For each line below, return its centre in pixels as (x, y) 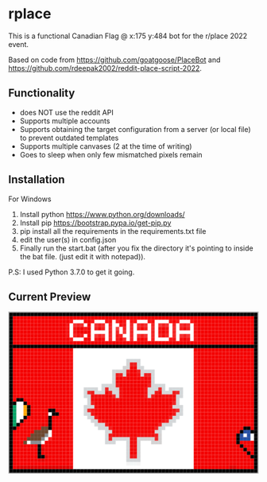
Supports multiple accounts (65, 121)
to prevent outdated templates (69, 138)
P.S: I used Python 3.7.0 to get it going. (72, 272)
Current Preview (50, 296)
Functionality (42, 93)
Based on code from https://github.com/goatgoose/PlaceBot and (114, 60)
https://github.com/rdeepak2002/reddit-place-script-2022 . (105, 68)
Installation (37, 180)
